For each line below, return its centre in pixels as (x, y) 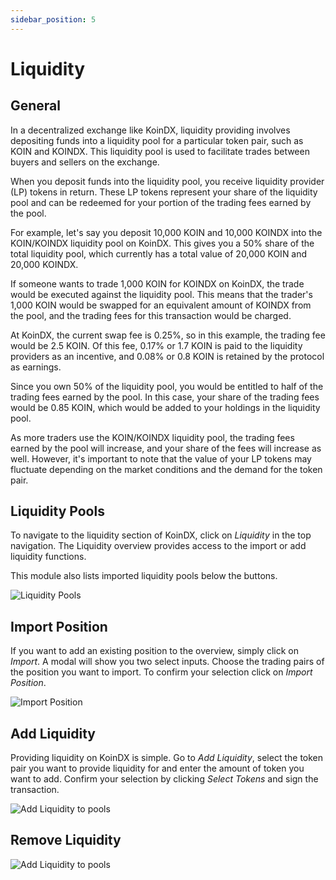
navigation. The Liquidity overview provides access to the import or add (158, 546)
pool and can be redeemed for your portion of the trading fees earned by (161, 202)
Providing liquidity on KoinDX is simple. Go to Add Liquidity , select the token (167, 758)
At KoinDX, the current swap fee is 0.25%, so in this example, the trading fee (168, 335)
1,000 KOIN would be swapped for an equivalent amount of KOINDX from (161, 305)
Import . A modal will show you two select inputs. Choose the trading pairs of (167, 662)
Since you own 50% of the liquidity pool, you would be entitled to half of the (167, 386)
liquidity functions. (48, 557)
